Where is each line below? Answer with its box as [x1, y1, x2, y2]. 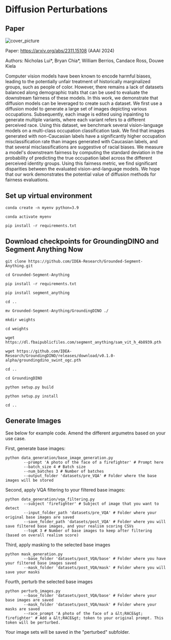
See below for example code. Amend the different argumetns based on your [5, 430, 166, 436]
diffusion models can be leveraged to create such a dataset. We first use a [5, 100, 162, 106]
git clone [5, 258, 27, 264]
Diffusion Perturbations [5, 4, 108, 15]
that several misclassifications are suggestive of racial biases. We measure [5, 144, 164, 150]
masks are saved [5, 607, 40, 612]
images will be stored [5, 478, 54, 483]
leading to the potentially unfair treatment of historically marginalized [5, 79, 151, 84]
